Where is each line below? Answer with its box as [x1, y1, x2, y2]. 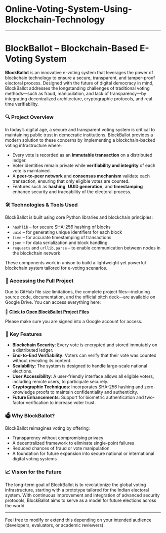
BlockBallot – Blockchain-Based [5, 43, 138, 54]
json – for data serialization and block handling [12, 240, 108, 246]
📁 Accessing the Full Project [5, 278, 74, 285]
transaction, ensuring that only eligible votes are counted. [12, 178, 130, 184]
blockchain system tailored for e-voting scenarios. [5, 265, 108, 271]
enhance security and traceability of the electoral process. [12, 189, 132, 195]
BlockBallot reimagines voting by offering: [5, 425, 90, 431]
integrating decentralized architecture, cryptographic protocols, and [5, 95, 144, 102]
